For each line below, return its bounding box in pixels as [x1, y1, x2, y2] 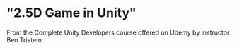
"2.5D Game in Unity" [6, 5, 137, 21]
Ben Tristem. [6, 35, 44, 44]
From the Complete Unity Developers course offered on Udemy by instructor [6, 28, 230, 37]
